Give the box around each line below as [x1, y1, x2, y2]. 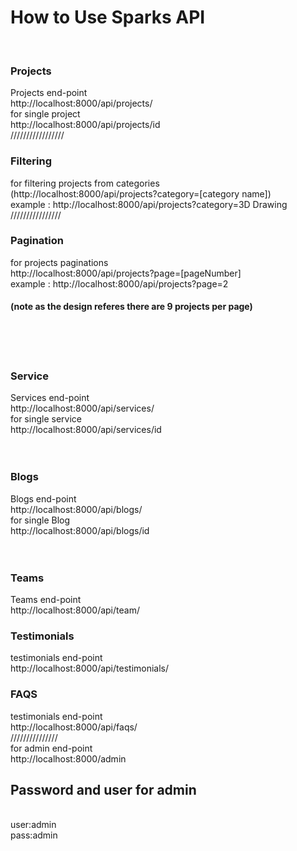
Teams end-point [10, 593, 82, 605]
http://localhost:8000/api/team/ [10, 604, 140, 616]
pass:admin [10, 829, 58, 841]
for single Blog [10, 514, 71, 526]
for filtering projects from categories [10, 177, 160, 189]
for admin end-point [10, 742, 93, 754]
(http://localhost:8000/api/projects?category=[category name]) [10, 187, 272, 200]
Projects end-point [10, 87, 88, 99]
